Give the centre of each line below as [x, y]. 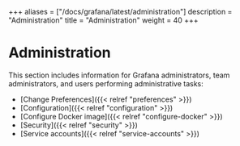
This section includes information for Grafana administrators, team [119, 75]
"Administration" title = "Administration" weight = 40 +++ [103, 20]
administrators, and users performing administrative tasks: [106, 83]
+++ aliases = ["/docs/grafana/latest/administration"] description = [120, 12]
